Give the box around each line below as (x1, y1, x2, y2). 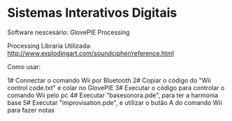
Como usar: (7, 62, 41, 71)
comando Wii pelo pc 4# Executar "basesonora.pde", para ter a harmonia (7, 91, 219, 99)
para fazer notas (7, 106, 55, 114)
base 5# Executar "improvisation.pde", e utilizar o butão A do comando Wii (7, 98, 222, 106)
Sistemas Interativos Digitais (7, 5, 177, 21)
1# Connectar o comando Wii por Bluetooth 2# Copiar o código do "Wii (7, 76, 211, 85)
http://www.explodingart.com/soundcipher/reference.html (7, 49, 175, 57)
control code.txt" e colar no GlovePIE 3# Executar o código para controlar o (7, 83, 225, 92)
